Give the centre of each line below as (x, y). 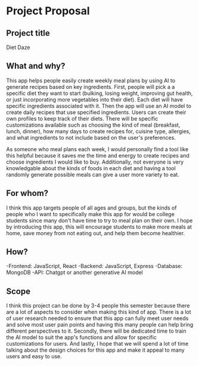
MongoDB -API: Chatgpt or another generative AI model (74, 272)
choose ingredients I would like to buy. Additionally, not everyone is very (95, 162)
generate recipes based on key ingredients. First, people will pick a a (91, 87)
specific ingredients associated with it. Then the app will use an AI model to (99, 106)
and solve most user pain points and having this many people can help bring (100, 325)
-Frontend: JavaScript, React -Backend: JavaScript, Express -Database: (94, 266)
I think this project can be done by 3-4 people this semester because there (98, 306)
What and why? (36, 66)
